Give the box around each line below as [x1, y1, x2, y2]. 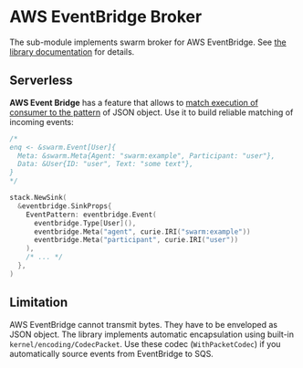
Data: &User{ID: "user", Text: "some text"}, [17, 160, 194, 169]
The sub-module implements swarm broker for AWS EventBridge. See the [9, 37, 287, 47]
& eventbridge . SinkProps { [17, 201, 112, 211]
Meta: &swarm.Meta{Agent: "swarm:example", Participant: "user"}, [17, 151, 276, 161]
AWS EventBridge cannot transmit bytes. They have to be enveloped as [9, 319, 278, 330]
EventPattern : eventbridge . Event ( [26, 210, 157, 219]
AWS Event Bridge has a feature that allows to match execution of [9, 97, 258, 108]
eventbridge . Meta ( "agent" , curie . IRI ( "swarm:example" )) [33, 226, 251, 237]
